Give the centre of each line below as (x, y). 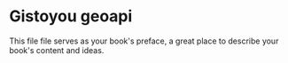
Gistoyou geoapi (71, 16)
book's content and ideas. (57, 50)
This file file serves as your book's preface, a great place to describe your (144, 41)
